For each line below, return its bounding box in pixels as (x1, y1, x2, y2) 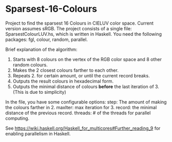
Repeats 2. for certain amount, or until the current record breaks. (12, 72, 150, 78)
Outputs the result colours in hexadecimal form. (12, 78, 114, 84)
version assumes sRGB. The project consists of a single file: (5, 25, 132, 31)
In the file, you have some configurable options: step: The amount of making (5, 98, 167, 105)
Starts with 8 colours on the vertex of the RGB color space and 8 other (12, 56, 162, 62)
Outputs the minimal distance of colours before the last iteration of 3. (12, 83, 159, 90)
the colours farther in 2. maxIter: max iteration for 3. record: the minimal (5, 104, 157, 110)
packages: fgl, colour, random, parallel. (5, 36, 88, 43)
